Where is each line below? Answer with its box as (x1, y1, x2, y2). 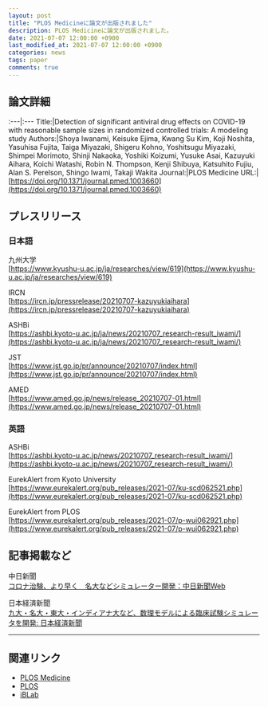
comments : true (8, 64, 59, 72)
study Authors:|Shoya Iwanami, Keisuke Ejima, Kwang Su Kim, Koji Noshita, (8, 133, 255, 143)
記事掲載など (8, 548, 72, 562)
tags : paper (8, 57, 48, 65)
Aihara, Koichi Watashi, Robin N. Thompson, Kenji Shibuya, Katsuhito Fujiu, (8, 159, 254, 168)
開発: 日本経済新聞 (22, 619, 82, 628)
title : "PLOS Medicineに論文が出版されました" (8, 19, 153, 27)
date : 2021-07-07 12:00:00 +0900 (8, 33, 120, 42)
